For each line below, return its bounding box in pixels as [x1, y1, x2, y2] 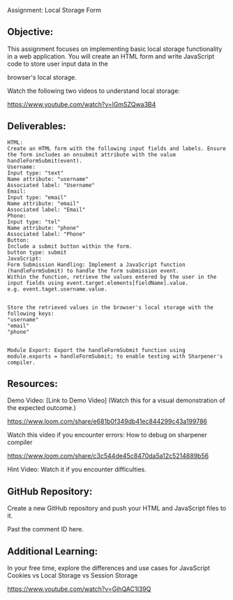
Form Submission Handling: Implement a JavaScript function [7, 261, 186, 268]
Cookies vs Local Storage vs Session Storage [7, 571, 138, 580]
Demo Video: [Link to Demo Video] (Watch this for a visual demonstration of [7, 396, 225, 404]
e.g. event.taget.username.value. [7, 286, 108, 293]
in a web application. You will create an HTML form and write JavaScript [7, 52, 215, 60]
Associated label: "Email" [7, 206, 86, 213]
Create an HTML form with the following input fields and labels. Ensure [7, 145, 227, 152]
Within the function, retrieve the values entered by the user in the [7, 273, 217, 280]
